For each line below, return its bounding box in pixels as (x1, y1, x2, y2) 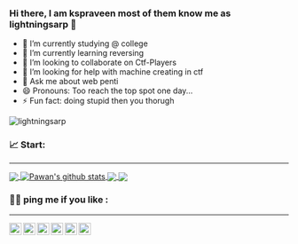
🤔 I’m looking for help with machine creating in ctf (21, 67, 204, 77)
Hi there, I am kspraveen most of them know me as (9, 7, 231, 20)
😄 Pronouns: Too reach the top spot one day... (21, 85, 193, 96)
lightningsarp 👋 (9, 18, 77, 30)
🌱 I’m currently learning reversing (21, 48, 145, 59)
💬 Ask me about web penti (21, 76, 119, 87)
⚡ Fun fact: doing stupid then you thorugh (21, 96, 175, 106)
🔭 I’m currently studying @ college (21, 38, 148, 49)
